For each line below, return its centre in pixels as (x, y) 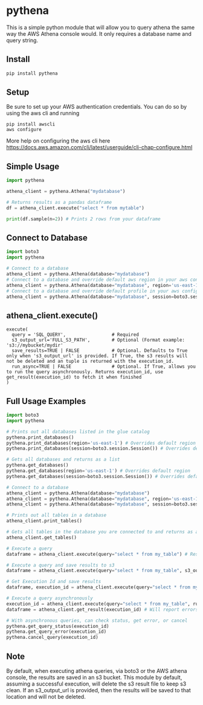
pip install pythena (32, 73)
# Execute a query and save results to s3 (60, 565)
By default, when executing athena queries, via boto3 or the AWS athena (97, 671)
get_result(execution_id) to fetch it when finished (74, 377)
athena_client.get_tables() (42, 538)
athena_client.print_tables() (44, 521)
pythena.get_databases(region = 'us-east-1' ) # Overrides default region (98, 471)
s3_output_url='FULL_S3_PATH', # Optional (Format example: (98, 340)
